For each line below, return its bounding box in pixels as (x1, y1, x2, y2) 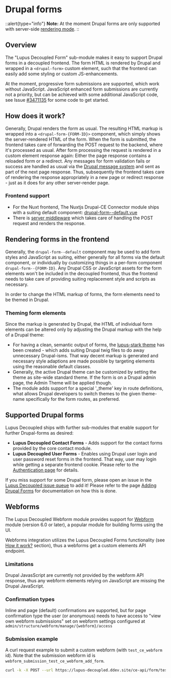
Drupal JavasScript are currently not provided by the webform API (5, 572, 144, 578)
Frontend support (5, 192, 50, 199)
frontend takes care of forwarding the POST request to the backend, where (5, 142, 163, 148)
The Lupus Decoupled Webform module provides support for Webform (5, 516, 154, 522)
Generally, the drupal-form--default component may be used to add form (5, 248, 160, 255)
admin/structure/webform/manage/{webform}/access (5, 624, 113, 629)
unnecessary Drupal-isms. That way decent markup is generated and (12, 352, 159, 358)
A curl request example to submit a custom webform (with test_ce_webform (5, 647, 163, 653)
